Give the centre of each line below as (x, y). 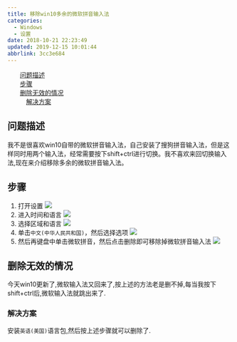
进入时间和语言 (39, 214)
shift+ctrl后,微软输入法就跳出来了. (57, 294)
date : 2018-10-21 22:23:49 (47, 41)
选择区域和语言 (39, 223)
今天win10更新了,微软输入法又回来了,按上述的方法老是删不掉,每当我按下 (112, 284)
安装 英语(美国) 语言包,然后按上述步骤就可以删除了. (79, 330)
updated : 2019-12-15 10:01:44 (52, 47)
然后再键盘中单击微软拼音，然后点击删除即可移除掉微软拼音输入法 (114, 241)
